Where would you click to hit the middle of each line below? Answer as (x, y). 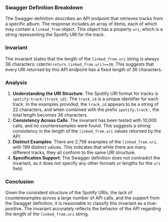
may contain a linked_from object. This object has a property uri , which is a (84, 29)
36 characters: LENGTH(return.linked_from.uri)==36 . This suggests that (80, 64)
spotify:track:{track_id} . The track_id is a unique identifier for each (85, 99)
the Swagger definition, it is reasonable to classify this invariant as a (76, 203)
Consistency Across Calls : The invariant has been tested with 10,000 (85, 120)
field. (18, 169)
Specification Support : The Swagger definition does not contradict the (86, 157)
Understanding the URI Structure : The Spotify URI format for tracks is (85, 93)
